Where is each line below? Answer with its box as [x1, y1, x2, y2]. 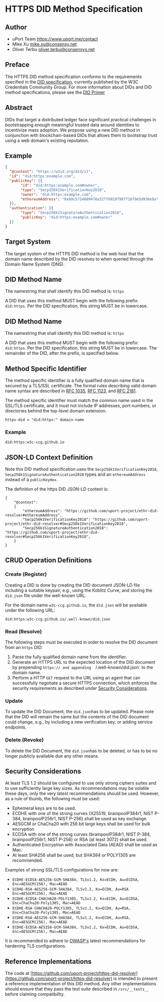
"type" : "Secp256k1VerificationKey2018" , [20, 188, 106, 192]
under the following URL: [5, 607, 55, 613]
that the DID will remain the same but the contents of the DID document [5, 714, 149, 720]
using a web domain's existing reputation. [5, 137, 90, 143]
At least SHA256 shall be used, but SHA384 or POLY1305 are [12, 852, 136, 858]
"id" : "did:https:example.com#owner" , [20, 183, 99, 188]
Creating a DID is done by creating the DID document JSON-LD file [5, 582, 141, 588]
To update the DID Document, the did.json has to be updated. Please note [5, 708, 154, 715]
